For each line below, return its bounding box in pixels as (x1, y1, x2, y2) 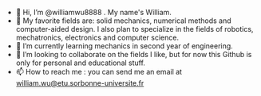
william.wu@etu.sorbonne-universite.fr (15, 79, 144, 87)
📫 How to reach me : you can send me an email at (15, 67, 182, 76)
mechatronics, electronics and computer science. (15, 33, 180, 42)
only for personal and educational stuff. (15, 58, 146, 67)
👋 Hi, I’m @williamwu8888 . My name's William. (15, 8, 172, 17)
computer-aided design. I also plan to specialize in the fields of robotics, (15, 25, 254, 33)
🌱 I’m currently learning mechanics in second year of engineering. (15, 41, 233, 51)
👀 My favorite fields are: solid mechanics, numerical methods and (15, 16, 231, 25)
